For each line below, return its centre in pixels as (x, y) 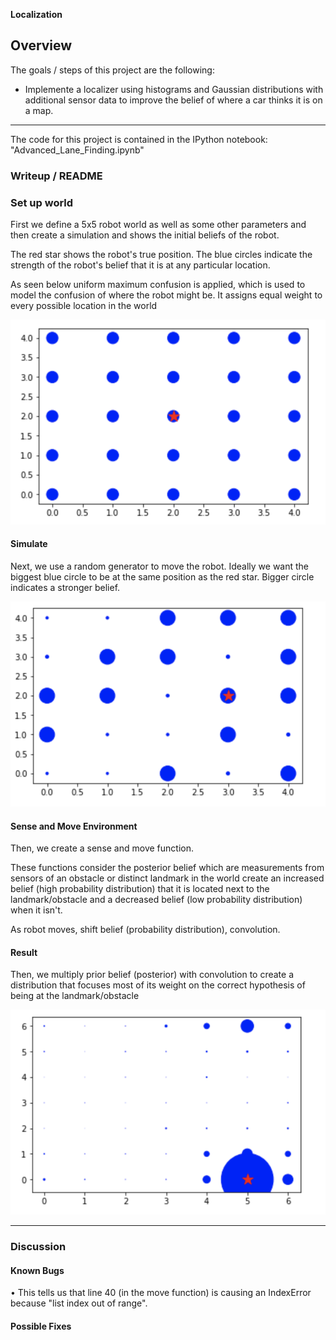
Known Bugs (37, 1270)
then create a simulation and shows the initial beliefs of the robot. (145, 235)
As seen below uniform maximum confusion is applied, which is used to (158, 285)
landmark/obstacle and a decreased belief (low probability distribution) (156, 900)
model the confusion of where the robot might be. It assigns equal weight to (166, 295)
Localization (36, 14)
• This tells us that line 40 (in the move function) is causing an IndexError (161, 1293)
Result (24, 952)
